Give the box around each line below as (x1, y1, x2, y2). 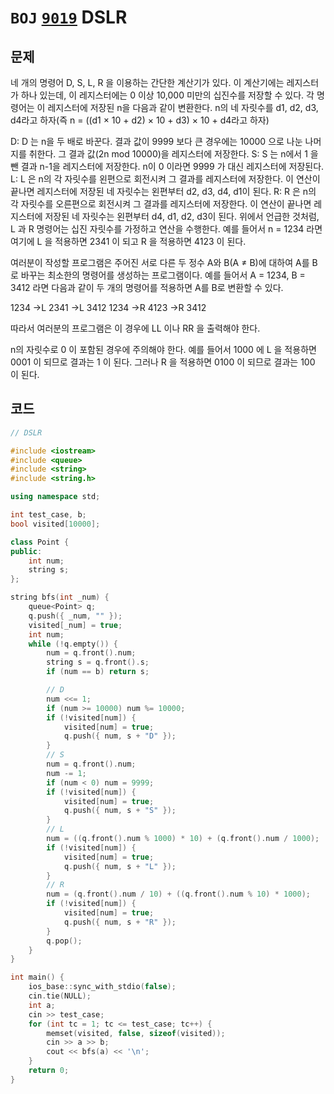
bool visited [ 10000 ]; (10, 519, 101, 529)
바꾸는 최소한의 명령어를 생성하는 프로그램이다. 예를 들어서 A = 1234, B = (20, 269, 306, 281)
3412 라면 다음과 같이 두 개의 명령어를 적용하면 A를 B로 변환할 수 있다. (10, 282, 284, 293)
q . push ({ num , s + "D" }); (63, 731, 177, 741)
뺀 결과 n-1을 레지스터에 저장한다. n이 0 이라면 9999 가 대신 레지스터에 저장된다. (10, 161, 325, 172)
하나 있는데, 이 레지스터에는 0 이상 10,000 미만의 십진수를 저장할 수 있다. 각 (20, 89, 315, 101)
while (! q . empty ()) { (28, 639, 118, 649)
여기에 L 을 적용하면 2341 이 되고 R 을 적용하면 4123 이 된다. (10, 236, 247, 247)
